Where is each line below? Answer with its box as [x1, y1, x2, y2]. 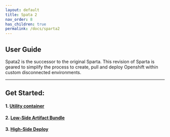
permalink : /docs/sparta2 [5, 26, 60, 31]
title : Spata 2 [5, 12, 37, 17]
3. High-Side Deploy [5, 126, 49, 132]
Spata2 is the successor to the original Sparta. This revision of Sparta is [5, 58, 155, 64]
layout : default [5, 7, 39, 13]
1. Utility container [5, 102, 45, 109]
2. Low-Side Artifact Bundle [5, 115, 65, 121]
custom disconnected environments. [5, 69, 82, 75]
